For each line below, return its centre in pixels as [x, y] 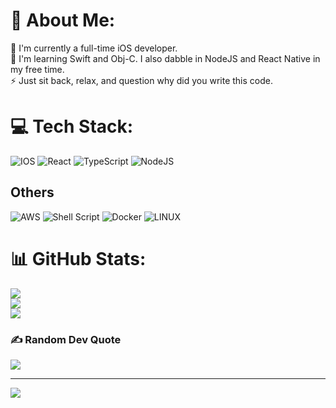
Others [32, 192]
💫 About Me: [63, 20]
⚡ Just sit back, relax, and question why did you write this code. [141, 80]
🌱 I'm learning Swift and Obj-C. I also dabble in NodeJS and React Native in [165, 58]
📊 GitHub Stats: [78, 258]
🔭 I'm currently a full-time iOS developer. [94, 48]
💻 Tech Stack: [72, 126]
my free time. [37, 69]
